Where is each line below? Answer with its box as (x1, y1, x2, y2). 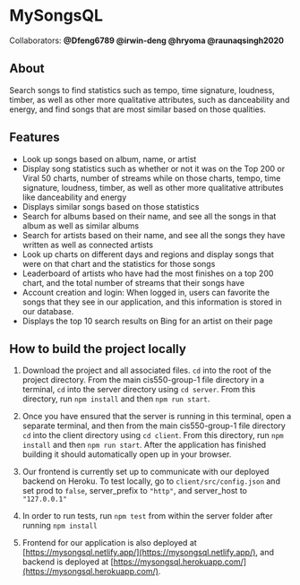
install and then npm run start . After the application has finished (21, 440, 267, 451)
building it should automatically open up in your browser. (21, 449, 232, 460)
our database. (21, 305, 74, 316)
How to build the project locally (9, 341, 186, 357)
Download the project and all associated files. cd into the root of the (21, 365, 271, 376)
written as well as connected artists (21, 239, 154, 250)
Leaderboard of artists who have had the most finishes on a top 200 (21, 268, 274, 279)
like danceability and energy (21, 192, 127, 202)
